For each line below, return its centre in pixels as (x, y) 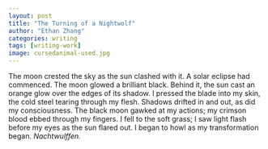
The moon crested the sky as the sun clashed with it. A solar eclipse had (129, 76)
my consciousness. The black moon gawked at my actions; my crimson (128, 110)
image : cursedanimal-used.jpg (60, 53)
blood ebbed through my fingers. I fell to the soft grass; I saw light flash (128, 119)
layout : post (30, 16)
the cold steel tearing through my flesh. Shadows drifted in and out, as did (132, 102)
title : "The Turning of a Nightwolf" (72, 23)
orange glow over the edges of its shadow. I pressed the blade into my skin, (134, 93)
